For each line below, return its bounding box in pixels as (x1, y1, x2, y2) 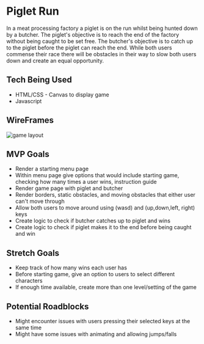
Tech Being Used (6, 75, 72, 85)
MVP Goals (6, 148, 50, 159)
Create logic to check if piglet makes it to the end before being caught (15, 224, 192, 231)
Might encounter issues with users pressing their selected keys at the (15, 318, 191, 324)
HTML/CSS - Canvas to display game (15, 90, 109, 98)
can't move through (15, 197, 65, 205)
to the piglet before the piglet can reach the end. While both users (6, 44, 172, 51)
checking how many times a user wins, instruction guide (15, 178, 157, 186)
